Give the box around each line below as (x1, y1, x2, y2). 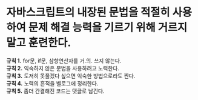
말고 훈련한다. (6, 36, 71, 50)
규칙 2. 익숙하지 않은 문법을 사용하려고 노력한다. (6, 64, 120, 72)
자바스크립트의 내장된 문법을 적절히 (6, 5, 171, 19)
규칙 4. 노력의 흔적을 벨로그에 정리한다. (6, 79, 99, 87)
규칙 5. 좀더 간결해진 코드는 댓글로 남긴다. (6, 87, 105, 95)
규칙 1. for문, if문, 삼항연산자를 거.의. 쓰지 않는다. (6, 57, 122, 64)
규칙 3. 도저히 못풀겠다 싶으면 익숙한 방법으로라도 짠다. (6, 72, 136, 79)
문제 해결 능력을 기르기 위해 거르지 (28, 21, 188, 35)
